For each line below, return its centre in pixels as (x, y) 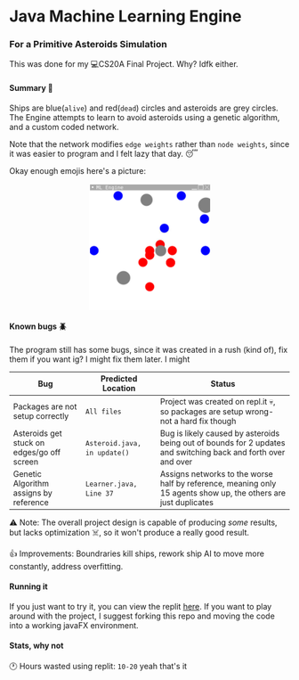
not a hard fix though (198, 421)
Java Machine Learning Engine (125, 16)
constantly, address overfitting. (66, 566)
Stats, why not (36, 646)
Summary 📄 (31, 88)
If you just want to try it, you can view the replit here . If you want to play (141, 606)
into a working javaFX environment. (74, 625)
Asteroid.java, (113, 443)
